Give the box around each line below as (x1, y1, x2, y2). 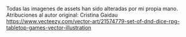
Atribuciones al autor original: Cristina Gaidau (6, 11, 118, 18)
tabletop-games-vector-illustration (6, 24, 92, 31)
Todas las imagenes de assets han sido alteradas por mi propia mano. (6, 5, 178, 12)
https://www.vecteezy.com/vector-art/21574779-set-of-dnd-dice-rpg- (6, 18, 180, 24)
